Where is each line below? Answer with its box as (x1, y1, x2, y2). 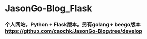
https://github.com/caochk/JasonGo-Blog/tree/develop (5, 28, 142, 35)
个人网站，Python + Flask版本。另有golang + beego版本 (5, 21, 141, 28)
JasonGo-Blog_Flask (5, 3, 92, 14)
